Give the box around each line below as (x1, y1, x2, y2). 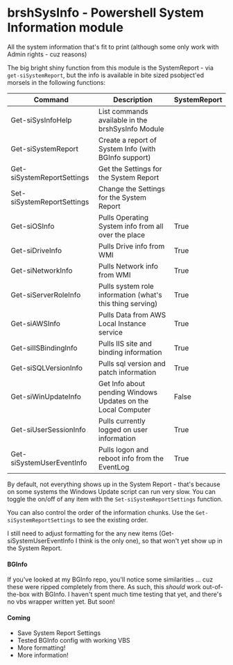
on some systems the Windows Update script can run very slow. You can (7, 487, 216, 495)
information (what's (98, 290, 162, 300)
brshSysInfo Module (98, 124, 164, 134)
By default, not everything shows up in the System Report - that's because (7, 480, 221, 488)
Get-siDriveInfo (10, 246, 62, 255)
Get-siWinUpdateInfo (10, 392, 81, 401)
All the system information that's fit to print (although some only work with (7, 42, 220, 51)
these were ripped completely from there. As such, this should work (7, 583, 201, 591)
